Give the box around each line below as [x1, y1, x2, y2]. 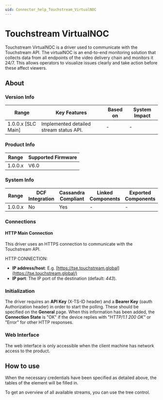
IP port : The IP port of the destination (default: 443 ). [12, 275, 117, 281]
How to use [5, 362, 40, 370]
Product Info [5, 141, 35, 148]
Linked [97, 189, 113, 196]
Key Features [55, 109, 87, 116]
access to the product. [5, 348, 50, 354]
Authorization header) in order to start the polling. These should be [5, 304, 139, 310]
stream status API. [41, 127, 83, 133]
